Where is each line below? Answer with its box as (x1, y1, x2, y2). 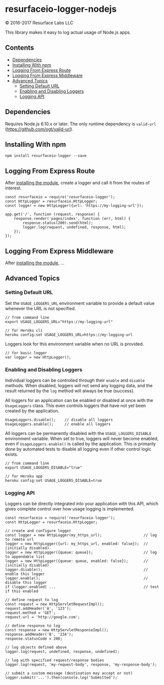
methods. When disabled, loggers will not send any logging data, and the (5, 382, 153, 388)
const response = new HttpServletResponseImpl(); (5, 628, 109, 633)
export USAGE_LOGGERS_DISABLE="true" (5, 465, 82, 470)
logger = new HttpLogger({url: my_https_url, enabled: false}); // (5, 541, 148, 546)
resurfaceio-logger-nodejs (5, 3, 117, 15)
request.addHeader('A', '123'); (5, 606, 71, 611)
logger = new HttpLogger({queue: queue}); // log (5, 550, 157, 555)
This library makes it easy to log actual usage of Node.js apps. (5, 29, 131, 35)
